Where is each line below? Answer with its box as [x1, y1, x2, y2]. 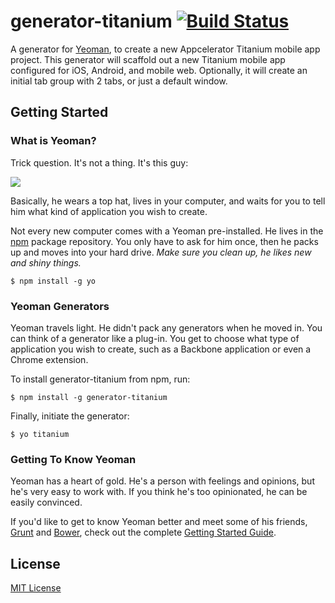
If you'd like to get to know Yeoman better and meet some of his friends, [10, 516, 308, 528]
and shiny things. [10, 256, 82, 269]
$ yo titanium [10, 429, 70, 439]
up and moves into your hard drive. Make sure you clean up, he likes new [10, 246, 312, 258]
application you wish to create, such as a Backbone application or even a [10, 343, 312, 355]
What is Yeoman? [10, 134, 97, 148]
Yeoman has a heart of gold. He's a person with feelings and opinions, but [10, 475, 315, 487]
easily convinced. [10, 496, 83, 509]
